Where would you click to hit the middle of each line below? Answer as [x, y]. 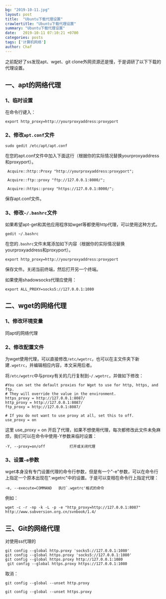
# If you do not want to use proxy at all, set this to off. [70, 416]
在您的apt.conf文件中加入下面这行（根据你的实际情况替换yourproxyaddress [82, 155]
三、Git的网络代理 [33, 528]
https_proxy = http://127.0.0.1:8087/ [45, 398]
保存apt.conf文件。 [25, 198]
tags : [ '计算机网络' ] [26, 42]
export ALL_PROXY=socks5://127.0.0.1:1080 [50, 289]
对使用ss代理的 [21, 541]
